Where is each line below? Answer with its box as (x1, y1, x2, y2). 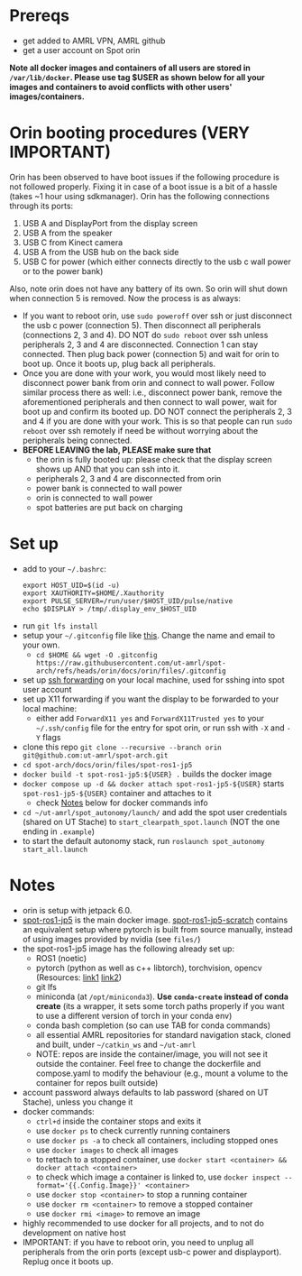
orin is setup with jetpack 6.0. (22, 904, 133, 915)
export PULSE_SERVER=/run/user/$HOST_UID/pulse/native (22, 596, 233, 605)
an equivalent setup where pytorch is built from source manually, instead (22, 923, 293, 934)
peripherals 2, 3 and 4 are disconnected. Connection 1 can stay (22, 339, 259, 350)
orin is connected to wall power (35, 492, 153, 503)
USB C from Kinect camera (22, 236, 124, 248)
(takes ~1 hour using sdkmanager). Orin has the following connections (9, 190, 270, 201)
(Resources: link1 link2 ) (35, 971, 123, 983)
